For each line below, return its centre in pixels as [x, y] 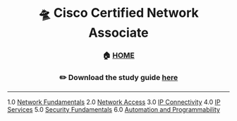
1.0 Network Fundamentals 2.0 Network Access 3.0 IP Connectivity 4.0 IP [114, 102]
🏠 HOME [119, 55]
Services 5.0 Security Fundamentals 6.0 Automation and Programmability [114, 110]
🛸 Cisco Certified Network [119, 13]
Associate [119, 33]
